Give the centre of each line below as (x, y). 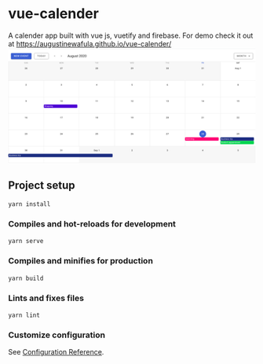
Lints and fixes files (46, 298)
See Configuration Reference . (56, 352)
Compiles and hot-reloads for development (92, 223)
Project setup (42, 185)
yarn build (26, 278)
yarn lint (24, 315)
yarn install (29, 204)
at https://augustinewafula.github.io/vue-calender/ (90, 43)
